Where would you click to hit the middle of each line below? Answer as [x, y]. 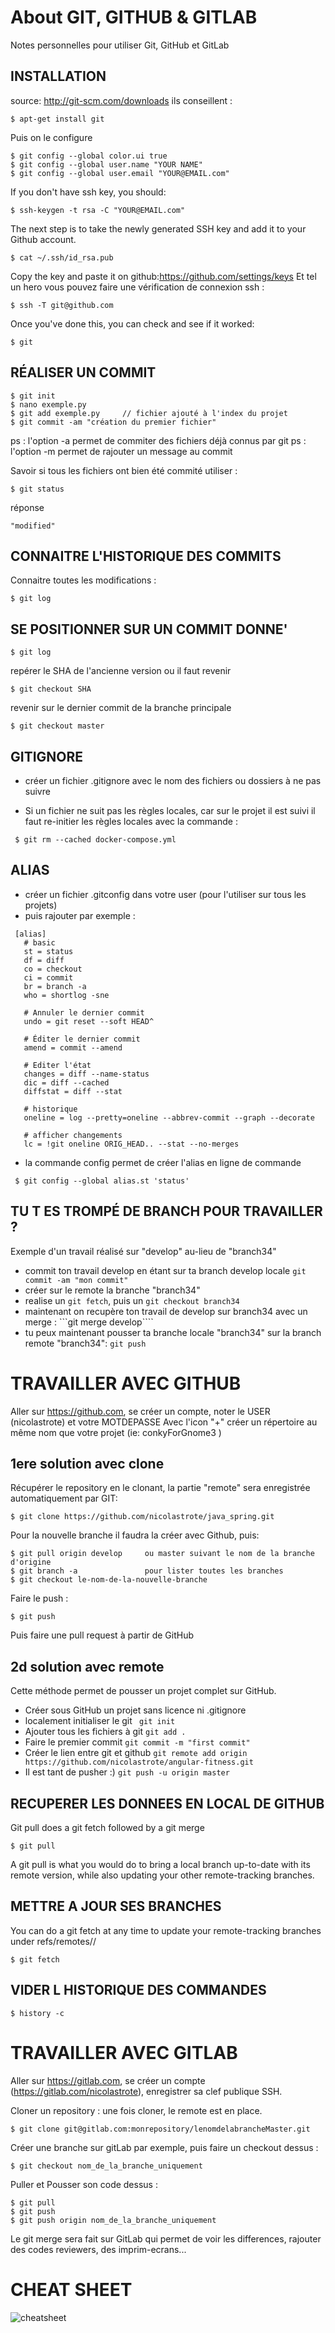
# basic [39, 942]
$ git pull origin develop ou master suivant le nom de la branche [162, 1554]
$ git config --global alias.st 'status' [102, 1181]
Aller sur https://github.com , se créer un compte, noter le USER [140, 1411]
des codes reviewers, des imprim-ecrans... [98, 2249]
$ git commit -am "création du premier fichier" [113, 422]
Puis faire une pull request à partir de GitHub [102, 1635]
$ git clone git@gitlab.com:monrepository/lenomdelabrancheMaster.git [160, 2129]
